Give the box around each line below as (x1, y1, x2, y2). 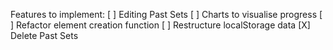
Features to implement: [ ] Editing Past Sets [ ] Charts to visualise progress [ (10, 9, 323, 20)
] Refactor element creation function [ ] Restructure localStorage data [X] (10, 19, 311, 31)
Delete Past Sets (10, 30, 79, 41)
